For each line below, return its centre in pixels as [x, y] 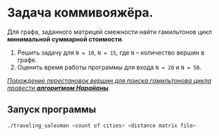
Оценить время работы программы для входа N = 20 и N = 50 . [109, 67]
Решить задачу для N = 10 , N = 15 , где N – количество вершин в [111, 52]
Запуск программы [52, 109]
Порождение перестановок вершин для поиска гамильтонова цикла [109, 80]
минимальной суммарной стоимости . [65, 39]
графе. [27, 59]
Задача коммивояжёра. [80, 13]
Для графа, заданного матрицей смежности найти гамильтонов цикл [109, 32]
